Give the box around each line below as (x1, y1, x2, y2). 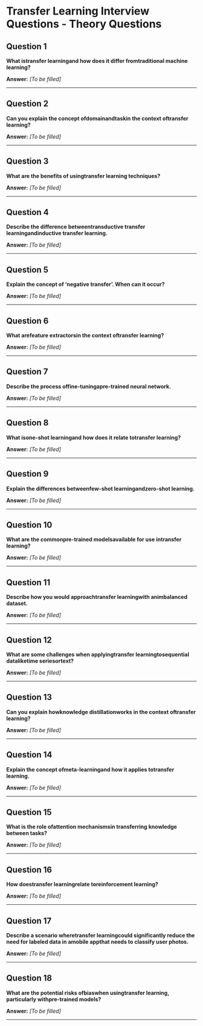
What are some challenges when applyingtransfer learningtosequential (6, 650, 189, 658)
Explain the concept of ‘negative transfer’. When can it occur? (6, 280, 165, 288)
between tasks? (6, 830, 47, 837)
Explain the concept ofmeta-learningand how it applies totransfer (6, 766, 175, 773)
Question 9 (6, 469, 49, 479)
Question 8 (6, 418, 49, 428)
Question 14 (6, 750, 53, 760)
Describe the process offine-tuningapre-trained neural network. (6, 383, 171, 390)
